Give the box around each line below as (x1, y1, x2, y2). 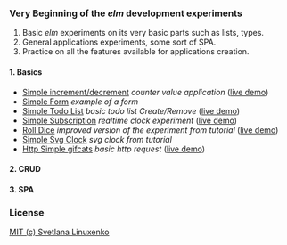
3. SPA (9, 184, 34, 194)
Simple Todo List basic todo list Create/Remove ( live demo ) (21, 105, 241, 116)
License (9, 206, 45, 218)
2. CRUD (9, 164, 42, 175)
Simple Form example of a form (21, 96, 139, 107)
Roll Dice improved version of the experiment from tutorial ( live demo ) (21, 124, 279, 135)
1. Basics (9, 66, 43, 78)
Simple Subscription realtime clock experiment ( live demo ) (21, 115, 238, 126)
